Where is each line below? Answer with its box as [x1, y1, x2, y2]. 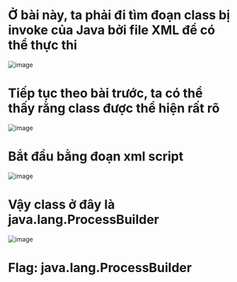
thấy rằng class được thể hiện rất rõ [8, 100, 220, 117]
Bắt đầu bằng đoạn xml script [8, 148, 184, 165]
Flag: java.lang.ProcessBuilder [8, 259, 192, 276]
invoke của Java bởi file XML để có [8, 22, 215, 38]
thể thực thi [8, 37, 77, 53]
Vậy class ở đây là [8, 196, 115, 212]
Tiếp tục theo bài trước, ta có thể [8, 86, 203, 102]
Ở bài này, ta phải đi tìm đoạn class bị [8, 7, 231, 23]
